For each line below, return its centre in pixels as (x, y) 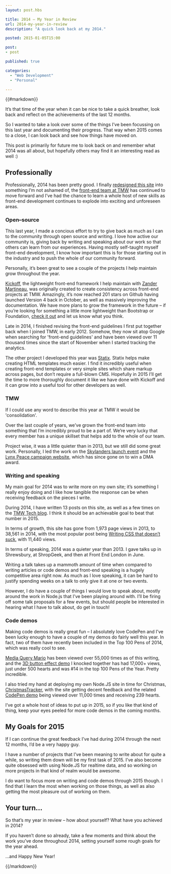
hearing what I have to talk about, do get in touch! (57, 607)
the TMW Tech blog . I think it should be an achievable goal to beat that (80, 513)
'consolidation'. (21, 415)
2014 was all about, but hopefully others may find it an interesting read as (82, 151)
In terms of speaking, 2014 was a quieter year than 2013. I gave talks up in (83, 549)
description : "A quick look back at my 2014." (56, 29)
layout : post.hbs (24, 10)
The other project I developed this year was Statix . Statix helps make (77, 358)
